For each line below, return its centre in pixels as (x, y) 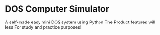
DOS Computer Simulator (57, 9)
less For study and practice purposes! (43, 27)
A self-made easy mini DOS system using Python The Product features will (80, 22)
